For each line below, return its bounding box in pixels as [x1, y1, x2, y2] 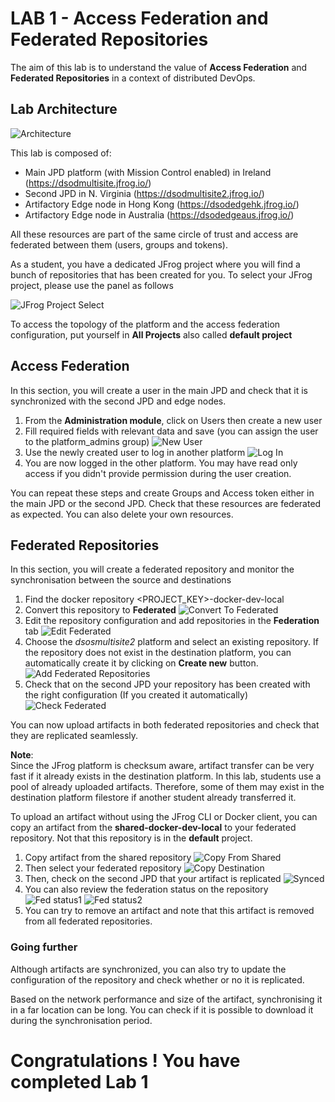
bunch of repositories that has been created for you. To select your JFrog [10, 268, 313, 281]
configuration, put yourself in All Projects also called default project [10, 328, 293, 341]
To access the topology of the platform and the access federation [10, 318, 281, 330]
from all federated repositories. [24, 915, 153, 927]
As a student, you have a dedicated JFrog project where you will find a [10, 258, 301, 270]
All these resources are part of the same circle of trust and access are [10, 228, 299, 240]
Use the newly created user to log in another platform [24, 446, 246, 458]
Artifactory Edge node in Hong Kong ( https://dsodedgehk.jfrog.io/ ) [24, 198, 300, 210]
